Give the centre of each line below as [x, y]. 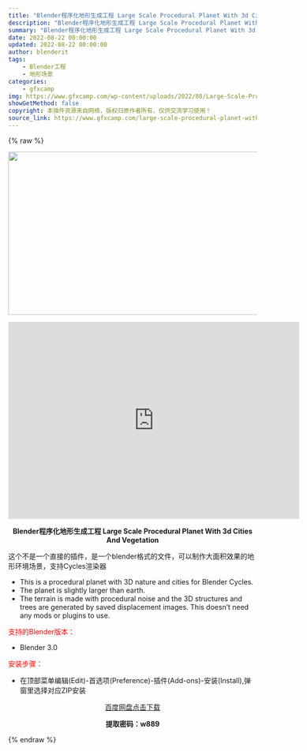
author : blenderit [38, 52]
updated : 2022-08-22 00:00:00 [58, 45]
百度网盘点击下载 [133, 707]
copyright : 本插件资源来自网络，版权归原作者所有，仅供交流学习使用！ [110, 111]
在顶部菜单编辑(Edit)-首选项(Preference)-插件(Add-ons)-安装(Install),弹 [135, 680]
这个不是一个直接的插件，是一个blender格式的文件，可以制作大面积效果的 [128, 556]
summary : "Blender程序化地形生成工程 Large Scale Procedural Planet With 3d [132, 30]
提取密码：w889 [133, 723]
